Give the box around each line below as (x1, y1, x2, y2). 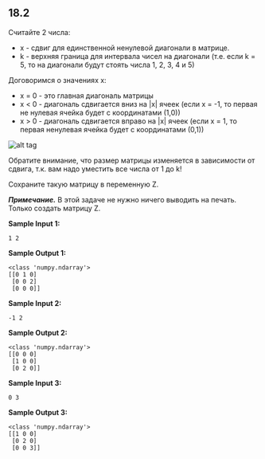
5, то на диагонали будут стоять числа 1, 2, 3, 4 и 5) (19, 60, 195, 69)
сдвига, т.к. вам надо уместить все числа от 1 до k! (8, 163, 182, 174)
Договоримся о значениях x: (8, 75, 107, 84)
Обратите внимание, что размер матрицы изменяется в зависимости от (8, 155, 255, 165)
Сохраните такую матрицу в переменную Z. (8, 179, 159, 189)
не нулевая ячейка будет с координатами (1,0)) (19, 108, 181, 117)
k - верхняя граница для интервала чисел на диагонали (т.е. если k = (19, 51, 256, 61)
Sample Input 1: (8, 218, 60, 228)
